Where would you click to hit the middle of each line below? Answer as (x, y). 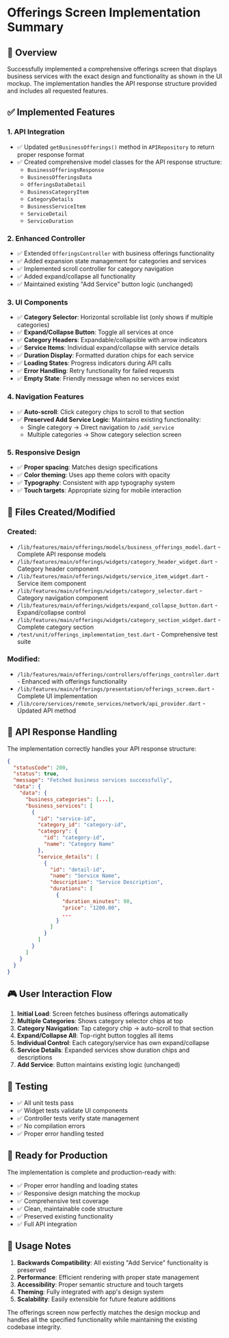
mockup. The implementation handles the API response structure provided (112, 83)
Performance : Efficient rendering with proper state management (108, 1277)
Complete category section (55, 627)
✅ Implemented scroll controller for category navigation (95, 268)
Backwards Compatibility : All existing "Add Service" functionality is (112, 1263)
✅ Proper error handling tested (60, 1134)
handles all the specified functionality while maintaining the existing (102, 1319)
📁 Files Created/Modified (61, 512)
